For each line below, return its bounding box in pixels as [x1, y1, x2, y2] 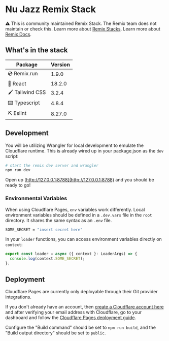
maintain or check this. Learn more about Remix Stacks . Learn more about [5, 25, 161, 32]
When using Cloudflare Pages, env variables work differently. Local [5, 206, 145, 212]
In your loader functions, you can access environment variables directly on [5, 236, 162, 242]
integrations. [5, 294, 32, 300]
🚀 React [8, 80, 26, 87]
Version [50, 61, 70, 68]
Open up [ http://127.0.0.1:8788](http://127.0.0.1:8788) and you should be [5, 177, 154, 183]
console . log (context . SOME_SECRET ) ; [10, 256, 85, 261]
